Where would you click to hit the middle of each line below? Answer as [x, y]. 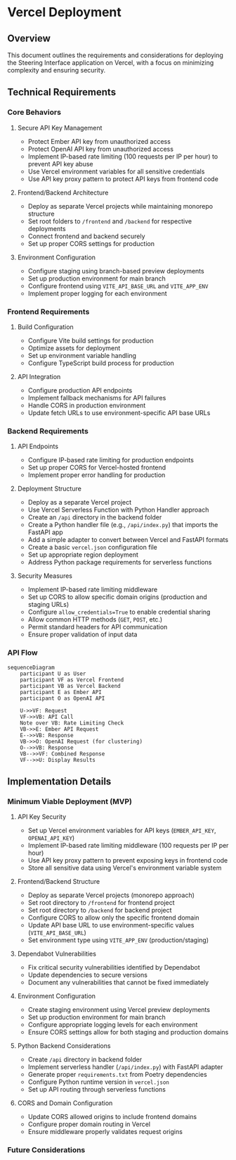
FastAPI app [45, 532]
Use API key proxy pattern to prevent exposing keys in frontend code [128, 860]
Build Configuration [45, 327]
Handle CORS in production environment [87, 405]
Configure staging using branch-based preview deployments [116, 271]
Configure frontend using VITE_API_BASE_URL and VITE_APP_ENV [118, 285]
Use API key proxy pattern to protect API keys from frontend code [123, 179]
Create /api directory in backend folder [85, 1060]
